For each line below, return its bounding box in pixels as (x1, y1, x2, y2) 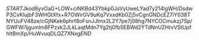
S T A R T (6, 5, 23, 12)
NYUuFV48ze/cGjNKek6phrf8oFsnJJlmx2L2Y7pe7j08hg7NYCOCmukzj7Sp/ (6, 18, 192, 24)
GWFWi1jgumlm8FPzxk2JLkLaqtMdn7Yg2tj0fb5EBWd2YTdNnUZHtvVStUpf (6, 24, 192, 31)
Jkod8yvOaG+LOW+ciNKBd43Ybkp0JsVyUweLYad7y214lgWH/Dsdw (23, 5, 193, 12)
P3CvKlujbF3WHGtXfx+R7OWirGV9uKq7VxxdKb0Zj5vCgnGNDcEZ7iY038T (6, 11, 191, 18)
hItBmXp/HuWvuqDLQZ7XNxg (6, 30, 81, 37)
